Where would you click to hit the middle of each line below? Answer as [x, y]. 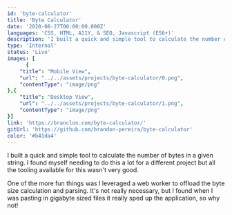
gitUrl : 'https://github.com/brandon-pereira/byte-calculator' [100, 129]
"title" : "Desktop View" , [57, 97]
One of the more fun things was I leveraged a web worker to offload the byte [116, 183]
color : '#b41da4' [32, 135]
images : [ [21, 59]
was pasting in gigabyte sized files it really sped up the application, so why [114, 198]
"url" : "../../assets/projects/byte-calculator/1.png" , [102, 104]
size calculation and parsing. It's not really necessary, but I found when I [110, 191]
